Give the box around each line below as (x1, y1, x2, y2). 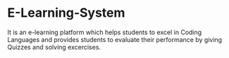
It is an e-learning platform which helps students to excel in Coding (7, 28, 202, 36)
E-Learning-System (7, 5, 125, 21)
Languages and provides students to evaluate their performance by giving (7, 35, 223, 43)
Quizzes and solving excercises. (7, 43, 101, 51)
